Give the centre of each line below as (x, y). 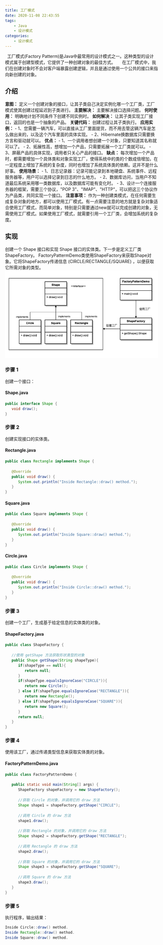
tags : (10, 20)
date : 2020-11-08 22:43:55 (32, 15)
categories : (17, 36)
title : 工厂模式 (20, 10)
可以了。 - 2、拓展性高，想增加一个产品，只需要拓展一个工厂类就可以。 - (78, 147)
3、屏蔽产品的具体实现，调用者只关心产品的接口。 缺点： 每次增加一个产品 (80, 152)
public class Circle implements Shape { (47, 567)
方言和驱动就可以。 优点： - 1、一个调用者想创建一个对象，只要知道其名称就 (81, 140)
